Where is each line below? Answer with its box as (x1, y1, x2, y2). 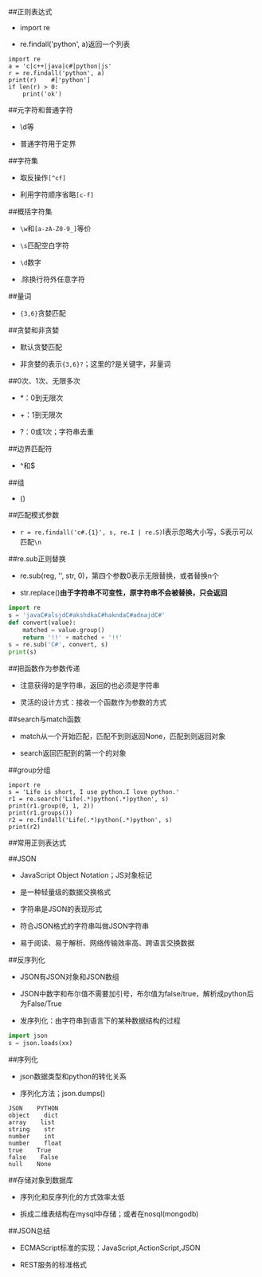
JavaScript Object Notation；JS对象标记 (19, 870, 153, 880)
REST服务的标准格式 (19, 1259, 88, 1269)
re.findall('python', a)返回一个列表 (19, 39, 131, 49)
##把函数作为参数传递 (8, 664, 80, 674)
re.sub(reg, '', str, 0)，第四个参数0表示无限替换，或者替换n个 (19, 571, 219, 580)
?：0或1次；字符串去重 (19, 427, 94, 436)
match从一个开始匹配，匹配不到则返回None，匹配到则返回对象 (19, 732, 226, 741)
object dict (8, 1111, 59, 1119)
